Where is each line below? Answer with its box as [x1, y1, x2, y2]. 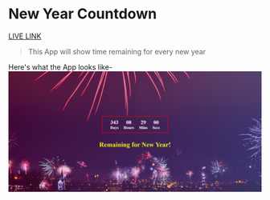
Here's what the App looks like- [8, 62, 112, 72]
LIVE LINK [8, 31, 42, 41]
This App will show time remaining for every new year [27, 46, 207, 56]
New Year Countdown [8, 5, 157, 23]
